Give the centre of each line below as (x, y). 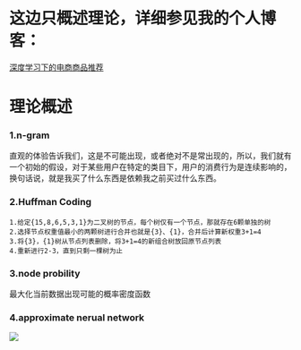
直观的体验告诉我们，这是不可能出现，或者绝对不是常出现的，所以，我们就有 (150, 156)
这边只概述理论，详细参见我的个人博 (143, 18)
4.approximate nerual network (77, 317)
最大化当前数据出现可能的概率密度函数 (80, 294)
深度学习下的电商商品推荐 (56, 67)
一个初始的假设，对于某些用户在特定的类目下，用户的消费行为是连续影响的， (150, 167)
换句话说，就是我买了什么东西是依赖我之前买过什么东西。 (115, 178)
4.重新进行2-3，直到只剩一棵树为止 (66, 251)
